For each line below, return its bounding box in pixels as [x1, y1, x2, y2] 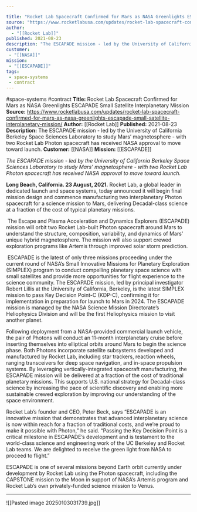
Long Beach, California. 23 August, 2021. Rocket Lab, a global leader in [6, 181, 181, 189]
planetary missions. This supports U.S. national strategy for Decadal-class [6, 378, 186, 385]
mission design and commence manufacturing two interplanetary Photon [6, 194, 182, 201]
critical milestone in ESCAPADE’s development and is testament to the [6, 434, 175, 441]
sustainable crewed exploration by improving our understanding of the [6, 391, 176, 398]
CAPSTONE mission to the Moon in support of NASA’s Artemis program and [6, 476, 189, 483]
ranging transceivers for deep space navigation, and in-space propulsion [6, 359, 183, 366]
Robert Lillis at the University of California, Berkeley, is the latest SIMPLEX [6, 285, 185, 292]
